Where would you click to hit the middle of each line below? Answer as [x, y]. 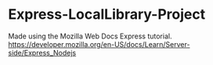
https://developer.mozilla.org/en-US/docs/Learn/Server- [99, 44]
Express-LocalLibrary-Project [107, 14]
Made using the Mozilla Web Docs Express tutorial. [90, 36]
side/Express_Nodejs [42, 52]
